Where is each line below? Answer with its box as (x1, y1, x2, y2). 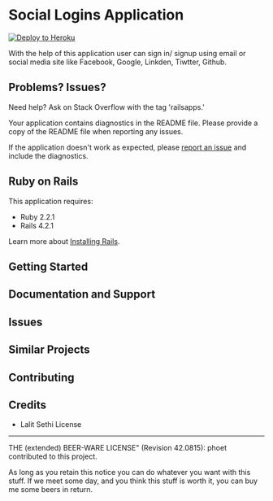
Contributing (8, 370, 75, 384)
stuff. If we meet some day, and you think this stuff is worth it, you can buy (8, 476, 258, 486)
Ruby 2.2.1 (19, 211, 55, 221)
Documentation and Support (8, 287, 156, 302)
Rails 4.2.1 (19, 220, 54, 230)
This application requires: (8, 196, 93, 206)
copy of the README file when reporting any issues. (8, 126, 184, 136)
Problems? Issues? (8, 81, 107, 94)
